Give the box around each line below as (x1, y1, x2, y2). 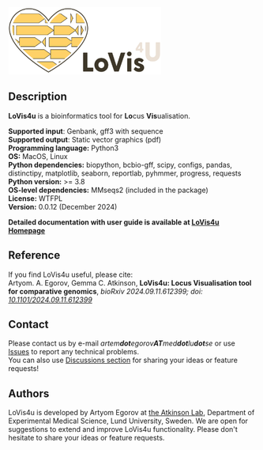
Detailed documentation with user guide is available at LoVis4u (8, 217, 220, 227)
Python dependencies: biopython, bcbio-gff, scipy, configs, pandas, (8, 160, 233, 169)
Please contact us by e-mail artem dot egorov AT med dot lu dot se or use (8, 338, 235, 348)
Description (8, 90, 67, 104)
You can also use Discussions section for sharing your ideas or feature (8, 355, 239, 365)
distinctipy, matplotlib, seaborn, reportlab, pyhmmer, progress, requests (8, 168, 242, 178)
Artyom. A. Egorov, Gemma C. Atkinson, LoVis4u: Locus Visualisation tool (8, 278, 252, 287)
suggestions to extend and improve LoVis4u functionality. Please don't (8, 425, 239, 434)
